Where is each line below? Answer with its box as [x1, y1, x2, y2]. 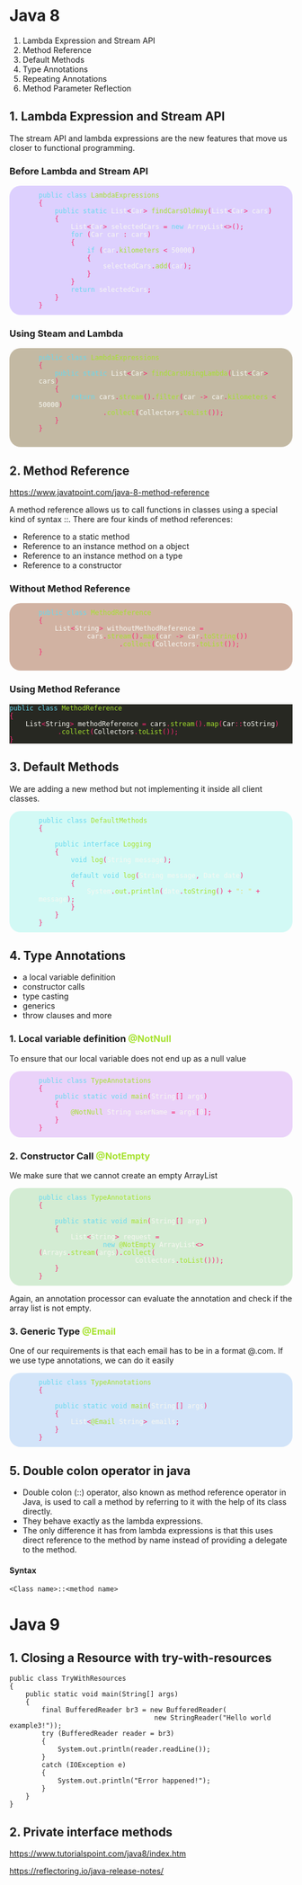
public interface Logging [54, 840, 152, 849]
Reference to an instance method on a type [22, 550, 183, 562]
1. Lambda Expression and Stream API [9, 109, 226, 124]
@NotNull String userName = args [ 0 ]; [70, 1107, 212, 1116]
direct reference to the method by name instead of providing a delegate [22, 1534, 288, 1546]
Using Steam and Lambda [9, 327, 124, 340]
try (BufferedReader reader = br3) [41, 1729, 175, 1738]
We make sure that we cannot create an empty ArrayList [9, 1169, 218, 1180]
